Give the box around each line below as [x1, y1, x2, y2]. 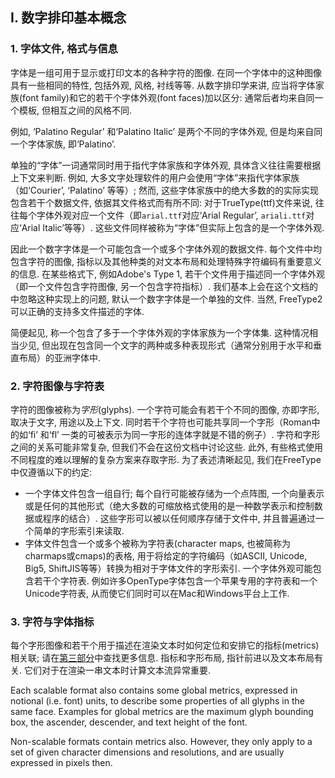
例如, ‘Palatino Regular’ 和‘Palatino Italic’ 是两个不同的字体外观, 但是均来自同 [10, 125, 323, 137]
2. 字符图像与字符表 [10, 379, 105, 393]
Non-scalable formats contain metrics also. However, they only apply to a [10, 736, 313, 748]
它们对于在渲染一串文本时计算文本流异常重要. [23, 664, 212, 677]
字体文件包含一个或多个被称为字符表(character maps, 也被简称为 [24, 537, 292, 549]
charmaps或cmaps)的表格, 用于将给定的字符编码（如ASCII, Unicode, [24, 549, 308, 562]
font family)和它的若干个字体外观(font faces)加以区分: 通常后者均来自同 [22, 91, 315, 103]
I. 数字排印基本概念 [10, 9, 127, 27]
